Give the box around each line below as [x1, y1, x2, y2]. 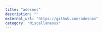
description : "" [5, 12, 39, 16]
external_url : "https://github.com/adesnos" [5, 16, 99, 21]
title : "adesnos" [5, 7, 41, 12]
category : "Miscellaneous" [5, 20, 61, 26]
